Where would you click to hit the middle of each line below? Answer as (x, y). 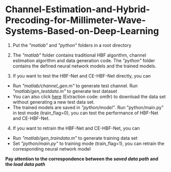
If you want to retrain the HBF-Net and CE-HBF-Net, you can (76, 128)
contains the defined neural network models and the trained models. (84, 66)
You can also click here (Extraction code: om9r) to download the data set (89, 96)
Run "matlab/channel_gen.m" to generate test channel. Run (75, 86)
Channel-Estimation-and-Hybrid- (78, 9)
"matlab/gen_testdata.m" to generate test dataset (65, 91)
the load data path (25, 164)
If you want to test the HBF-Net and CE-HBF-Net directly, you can (82, 76)
